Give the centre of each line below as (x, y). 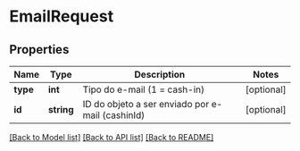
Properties (39, 50)
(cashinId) (124, 115)
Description (160, 75)
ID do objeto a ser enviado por (146, 104)
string (61, 109)
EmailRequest (62, 17)
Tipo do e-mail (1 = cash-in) (144, 89)
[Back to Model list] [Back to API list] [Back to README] (112, 137)
